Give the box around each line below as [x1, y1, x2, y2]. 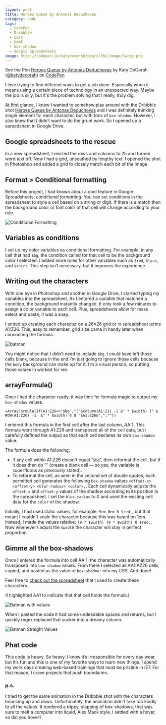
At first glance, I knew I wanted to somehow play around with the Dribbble [5, 102, 156, 108]
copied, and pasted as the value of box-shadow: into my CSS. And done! [5, 568, 151, 574]
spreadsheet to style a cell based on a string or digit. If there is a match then [5, 199, 161, 205]
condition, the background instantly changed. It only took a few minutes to [5, 301, 157, 306]
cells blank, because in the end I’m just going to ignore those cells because [5, 356, 159, 362]
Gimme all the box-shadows [5, 544, 93, 552]
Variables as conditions [5, 234, 79, 242]
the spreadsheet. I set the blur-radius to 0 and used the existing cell [12, 494, 153, 500]
